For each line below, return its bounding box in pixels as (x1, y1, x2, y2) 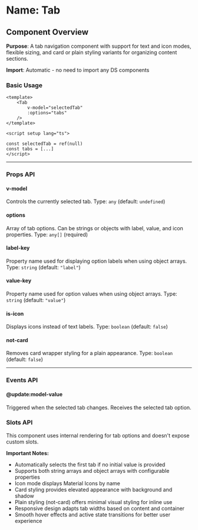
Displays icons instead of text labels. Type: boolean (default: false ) (6, 323, 168, 330)
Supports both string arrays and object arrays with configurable (14, 467, 170, 474)
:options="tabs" (27, 110, 67, 116)
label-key (6, 244, 30, 251)
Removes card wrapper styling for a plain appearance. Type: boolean (6, 350, 173, 357)
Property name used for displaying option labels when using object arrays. (6, 257, 187, 264)
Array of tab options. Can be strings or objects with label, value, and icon (6, 224, 184, 231)
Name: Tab (6, 4, 61, 17)
